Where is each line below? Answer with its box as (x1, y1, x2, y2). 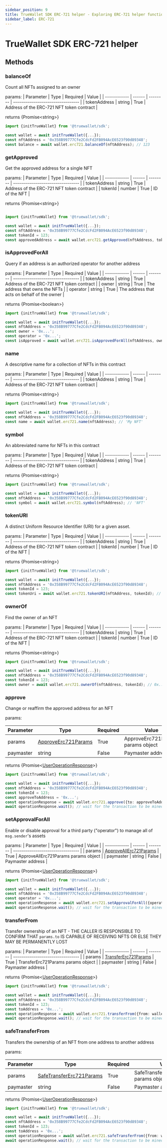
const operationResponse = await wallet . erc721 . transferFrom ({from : (5, 1011, 150, 1016)
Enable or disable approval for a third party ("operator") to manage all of (5, 827, 153, 833)
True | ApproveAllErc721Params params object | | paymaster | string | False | (5, 853, 162, 859)
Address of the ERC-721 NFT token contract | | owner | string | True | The (5, 280, 155, 287)
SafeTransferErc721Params (37, 1072, 103, 1079)
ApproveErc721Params (37, 738, 93, 745)
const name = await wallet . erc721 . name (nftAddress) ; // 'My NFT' (5, 419, 143, 424)
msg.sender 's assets (5, 833, 46, 839)
